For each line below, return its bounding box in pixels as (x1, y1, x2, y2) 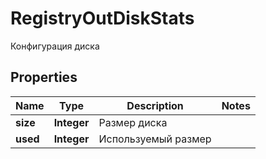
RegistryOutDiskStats (10, 7, 195, 30)
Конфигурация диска (10, 40, 100, 52)
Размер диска (98, 115, 168, 129)
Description (126, 98, 184, 112)
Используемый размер (98, 132, 212, 146)
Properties (10, 69, 78, 86)
